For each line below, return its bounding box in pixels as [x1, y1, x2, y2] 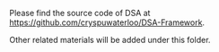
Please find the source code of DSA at [9, 8, 151, 18]
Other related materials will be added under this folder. [9, 35, 211, 45]
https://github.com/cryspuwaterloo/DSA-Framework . [9, 17, 205, 28]
